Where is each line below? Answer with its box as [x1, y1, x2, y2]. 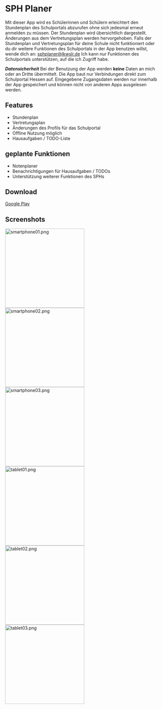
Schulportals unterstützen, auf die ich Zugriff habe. [5, 56, 109, 62]
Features [5, 101, 33, 109]
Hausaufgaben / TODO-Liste [12, 135, 71, 141]
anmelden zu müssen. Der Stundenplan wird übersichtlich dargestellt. [5, 30, 147, 36]
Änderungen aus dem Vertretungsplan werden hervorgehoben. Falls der [5, 35, 152, 41]
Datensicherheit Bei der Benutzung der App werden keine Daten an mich [5, 65, 156, 72]
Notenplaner [12, 163, 38, 169]
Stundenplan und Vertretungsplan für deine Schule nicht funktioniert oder [5, 40, 155, 46]
